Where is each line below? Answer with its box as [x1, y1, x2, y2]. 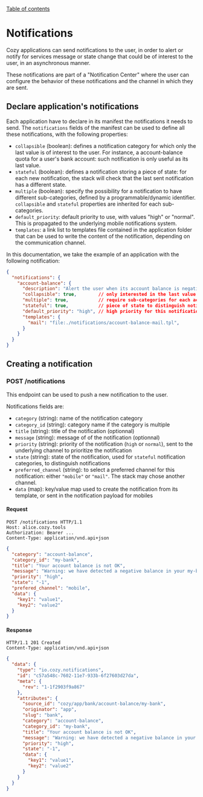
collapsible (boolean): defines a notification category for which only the [14, 142, 196, 149]
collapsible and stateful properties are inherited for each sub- [14, 200, 175, 207]
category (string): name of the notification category [14, 414, 143, 422]
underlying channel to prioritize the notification [14, 446, 132, 454]
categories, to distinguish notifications [14, 459, 111, 466]
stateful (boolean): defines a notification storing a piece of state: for [14, 168, 187, 175]
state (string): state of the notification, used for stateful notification [14, 453, 185, 460]
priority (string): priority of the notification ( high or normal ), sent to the [14, 440, 193, 448]
